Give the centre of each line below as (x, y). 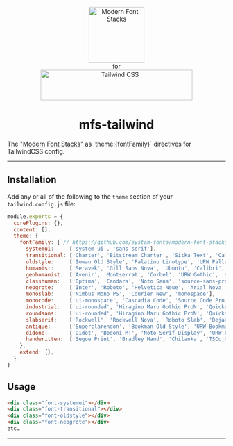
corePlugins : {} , (38, 223)
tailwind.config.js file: (41, 204)
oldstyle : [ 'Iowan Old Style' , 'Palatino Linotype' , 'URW (117, 262)
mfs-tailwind (116, 125)
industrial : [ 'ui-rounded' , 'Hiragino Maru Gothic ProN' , (114, 307)
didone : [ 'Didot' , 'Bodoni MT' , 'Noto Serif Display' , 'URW (123, 333)
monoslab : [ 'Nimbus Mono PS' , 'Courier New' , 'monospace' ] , (120, 294)
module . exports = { (35, 216)
